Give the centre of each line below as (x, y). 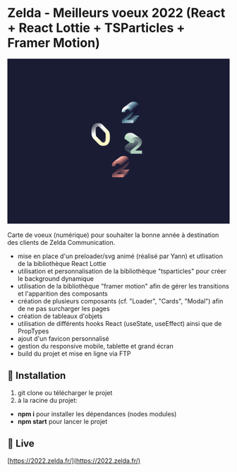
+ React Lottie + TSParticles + (96, 28)
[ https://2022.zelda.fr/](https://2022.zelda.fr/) (74, 461)
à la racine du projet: (47, 400)
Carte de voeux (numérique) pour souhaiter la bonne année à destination (113, 235)
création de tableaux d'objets (60, 316)
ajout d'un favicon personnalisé (63, 339)
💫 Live (21, 443)
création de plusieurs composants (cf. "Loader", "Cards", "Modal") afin (120, 301)
